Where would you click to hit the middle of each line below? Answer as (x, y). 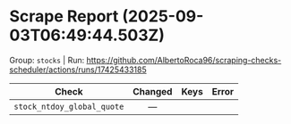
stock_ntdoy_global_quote (69, 106)
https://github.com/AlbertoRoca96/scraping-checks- (184, 60)
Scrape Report (64, 17)
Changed (153, 91)
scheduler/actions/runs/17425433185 (78, 70)
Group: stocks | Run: (47, 60)
